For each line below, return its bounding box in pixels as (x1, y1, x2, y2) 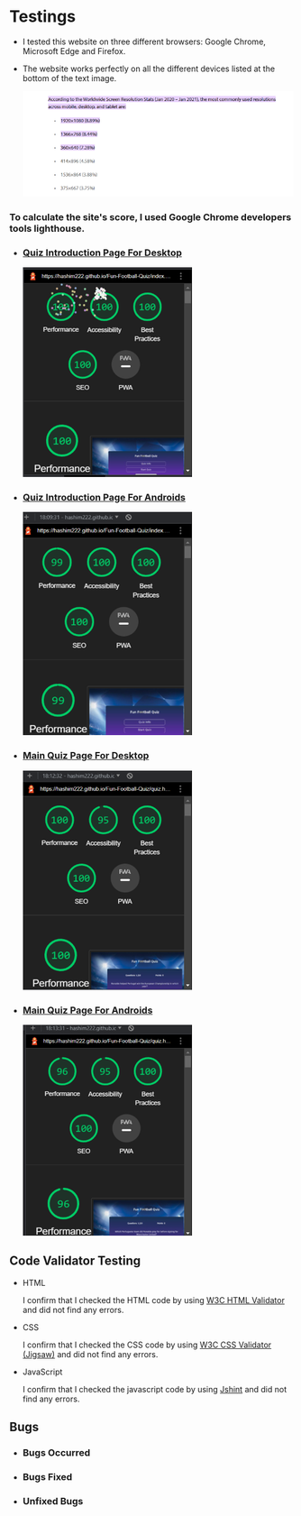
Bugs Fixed (22, 1471, 73, 1484)
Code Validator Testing (9, 1254, 141, 1269)
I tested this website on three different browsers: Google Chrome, (22, 36, 266, 47)
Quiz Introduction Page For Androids (22, 492, 187, 504)
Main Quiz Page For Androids (22, 1004, 153, 1016)
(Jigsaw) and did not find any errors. (22, 1348, 159, 1359)
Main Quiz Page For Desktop (22, 749, 150, 762)
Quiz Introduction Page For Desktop (22, 246, 183, 259)
